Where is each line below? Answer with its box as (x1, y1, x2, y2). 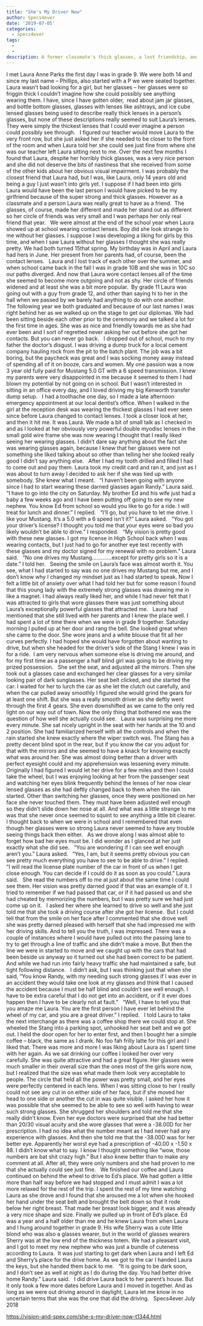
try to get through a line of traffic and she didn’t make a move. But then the (6, 940, 192, 948)
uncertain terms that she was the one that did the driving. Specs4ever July (6, 1294, 195, 1302)
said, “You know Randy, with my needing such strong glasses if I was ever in (6, 973, 197, 980)
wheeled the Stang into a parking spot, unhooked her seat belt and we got (6, 1024, 192, 1031)
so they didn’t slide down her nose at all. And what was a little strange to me (6, 805, 196, 812)
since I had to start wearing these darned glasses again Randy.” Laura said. (6, 483, 194, 490)
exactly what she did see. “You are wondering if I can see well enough (6, 843, 184, 851)
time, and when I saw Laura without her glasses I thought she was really (6, 238, 186, 246)
